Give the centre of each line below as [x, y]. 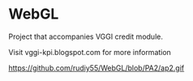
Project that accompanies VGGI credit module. [86, 36]
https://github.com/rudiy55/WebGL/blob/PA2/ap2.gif [96, 68]
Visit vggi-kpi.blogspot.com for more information [90, 52]
